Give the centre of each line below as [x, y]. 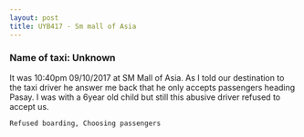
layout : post [34, 18]
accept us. [29, 106]
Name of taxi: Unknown [63, 58]
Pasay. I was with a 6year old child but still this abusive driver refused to [145, 97]
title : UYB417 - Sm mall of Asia [73, 26]
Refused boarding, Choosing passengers [85, 123]
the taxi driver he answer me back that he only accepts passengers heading [152, 87]
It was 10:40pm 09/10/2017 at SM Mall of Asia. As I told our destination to [147, 77]
